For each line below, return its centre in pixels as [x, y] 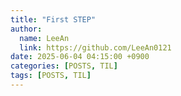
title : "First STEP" [53, 19]
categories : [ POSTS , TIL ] [64, 66]
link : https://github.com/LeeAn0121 [95, 47]
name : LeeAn [44, 38]
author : [26, 29]
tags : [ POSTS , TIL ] [51, 76]
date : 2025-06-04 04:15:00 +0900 [80, 57]
